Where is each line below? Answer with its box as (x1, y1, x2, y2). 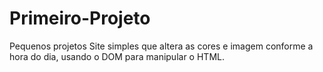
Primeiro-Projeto (9, 7, 151, 30)
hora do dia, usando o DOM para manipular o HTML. (9, 50, 225, 62)
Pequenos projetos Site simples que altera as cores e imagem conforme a (9, 40, 314, 52)
